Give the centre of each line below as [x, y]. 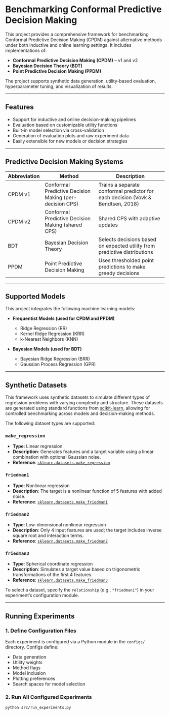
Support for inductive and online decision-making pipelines [74, 119]
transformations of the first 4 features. [52, 575]
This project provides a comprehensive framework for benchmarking [77, 34]
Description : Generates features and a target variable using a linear [83, 452]
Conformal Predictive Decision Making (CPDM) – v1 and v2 [75, 60]
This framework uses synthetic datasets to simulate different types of [78, 397]
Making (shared [63, 225]
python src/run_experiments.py [38, 708]
